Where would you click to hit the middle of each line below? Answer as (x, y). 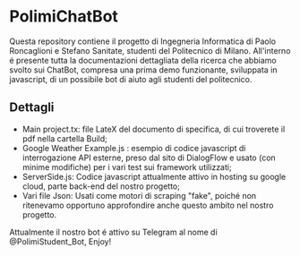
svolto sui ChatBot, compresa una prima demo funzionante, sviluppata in (143, 70)
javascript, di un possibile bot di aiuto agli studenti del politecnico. (131, 79)
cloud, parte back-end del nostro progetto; (101, 186)
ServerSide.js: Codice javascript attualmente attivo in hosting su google (154, 176)
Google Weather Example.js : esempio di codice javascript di (134, 148)
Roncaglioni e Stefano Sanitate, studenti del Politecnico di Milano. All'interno (150, 50)
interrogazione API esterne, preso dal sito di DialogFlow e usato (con (149, 158)
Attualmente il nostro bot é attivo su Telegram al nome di (113, 232)
